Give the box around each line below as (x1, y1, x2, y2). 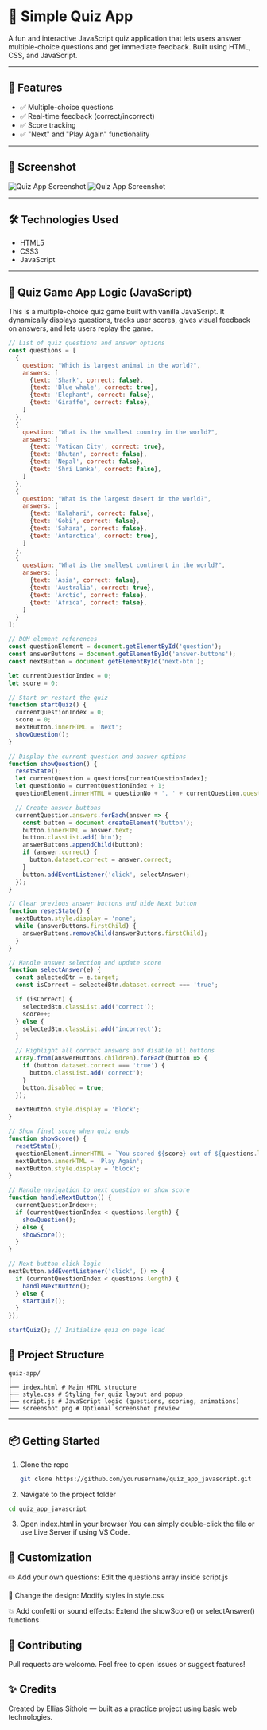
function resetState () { (8, 907, 91, 915)
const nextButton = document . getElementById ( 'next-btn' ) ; (8, 657, 204, 665)
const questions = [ (8, 347, 77, 355)
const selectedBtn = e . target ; (15, 973, 119, 981)
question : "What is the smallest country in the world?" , (22, 428, 219, 436)
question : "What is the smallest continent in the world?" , (22, 561, 226, 569)
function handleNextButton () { (8, 1193, 112, 1202)
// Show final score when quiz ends (8, 1127, 130, 1135)
